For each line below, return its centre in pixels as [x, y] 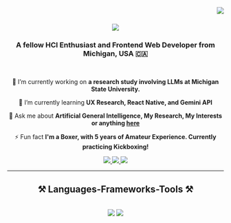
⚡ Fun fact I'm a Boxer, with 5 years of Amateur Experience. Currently [115, 137]
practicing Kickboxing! [115, 147]
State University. [115, 89]
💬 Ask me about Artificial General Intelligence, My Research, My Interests [115, 116]
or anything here [115, 123]
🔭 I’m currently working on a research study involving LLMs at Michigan [115, 82]
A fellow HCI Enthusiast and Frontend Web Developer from [115, 45]
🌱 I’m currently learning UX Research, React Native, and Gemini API [115, 103]
